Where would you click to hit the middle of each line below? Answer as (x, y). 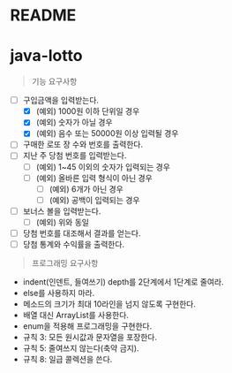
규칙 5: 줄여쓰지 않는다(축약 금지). (81, 348)
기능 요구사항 (54, 81)
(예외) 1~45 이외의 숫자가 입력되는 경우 (103, 167)
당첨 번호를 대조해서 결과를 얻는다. (82, 233)
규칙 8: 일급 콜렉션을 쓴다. (67, 359)
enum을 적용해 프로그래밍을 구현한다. (87, 326)
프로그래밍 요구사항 (65, 263)
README (43, 15)
